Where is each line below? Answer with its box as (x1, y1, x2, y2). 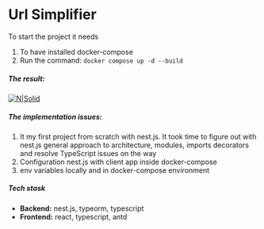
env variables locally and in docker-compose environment (19, 165, 210, 175)
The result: (8, 74, 45, 83)
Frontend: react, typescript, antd (19, 212, 128, 221)
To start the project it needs (8, 32, 99, 41)
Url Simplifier (8, 6, 97, 24)
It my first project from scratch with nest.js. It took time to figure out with (19, 132, 257, 141)
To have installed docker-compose (19, 47, 133, 56)
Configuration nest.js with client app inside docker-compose (19, 157, 218, 166)
